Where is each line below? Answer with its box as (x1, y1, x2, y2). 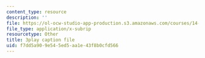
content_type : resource (6, 8, 67, 15)
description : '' (6, 14, 48, 21)
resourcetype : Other (6, 31, 59, 37)
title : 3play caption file (6, 37, 75, 43)
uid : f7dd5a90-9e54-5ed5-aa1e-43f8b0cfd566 (6, 43, 119, 49)
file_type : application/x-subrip (6, 25, 92, 32)
